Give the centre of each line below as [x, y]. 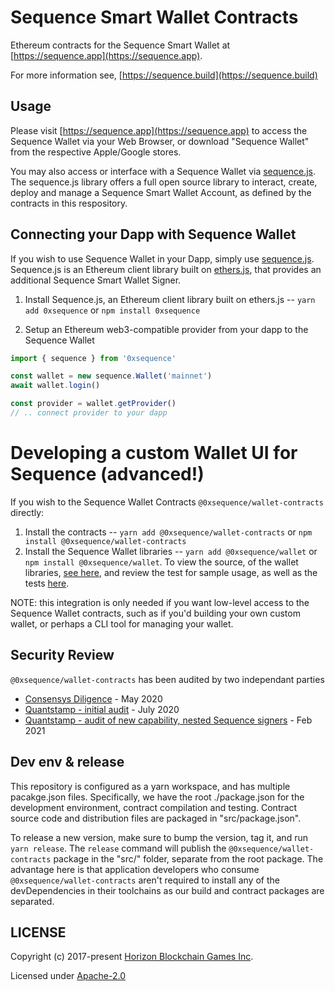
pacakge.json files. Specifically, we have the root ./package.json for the [157, 797]
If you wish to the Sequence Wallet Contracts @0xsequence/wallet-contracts [167, 502]
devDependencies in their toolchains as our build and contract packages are [167, 890]
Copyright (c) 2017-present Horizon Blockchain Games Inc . [132, 957]
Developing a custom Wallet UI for [154, 453]
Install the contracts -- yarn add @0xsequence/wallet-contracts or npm [168, 532]
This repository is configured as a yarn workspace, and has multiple [150, 786]
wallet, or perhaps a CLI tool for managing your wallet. [122, 623]
